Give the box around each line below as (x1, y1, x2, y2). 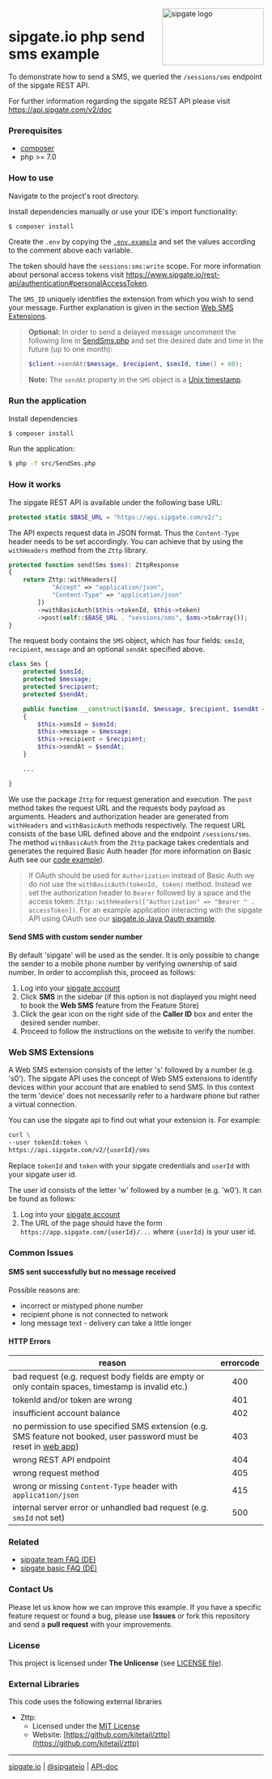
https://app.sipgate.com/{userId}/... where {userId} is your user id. (19, 1226, 257, 1237)
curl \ (8, 1131, 31, 1139)
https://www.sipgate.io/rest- (125, 270, 220, 279)
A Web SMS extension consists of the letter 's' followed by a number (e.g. (8, 1065, 255, 1075)
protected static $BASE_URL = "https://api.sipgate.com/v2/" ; (8, 513, 223, 521)
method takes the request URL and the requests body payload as (8, 803, 226, 813)
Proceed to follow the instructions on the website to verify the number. (19, 1026, 256, 1036)
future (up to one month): (28, 344, 113, 354)
